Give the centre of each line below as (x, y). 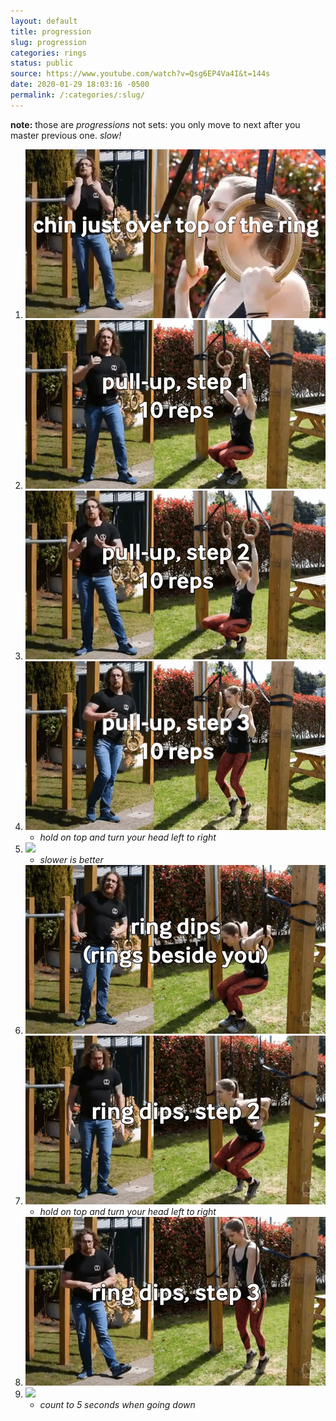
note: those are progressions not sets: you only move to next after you (155, 124)
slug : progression (48, 42)
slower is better (71, 859)
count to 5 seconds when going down (117, 1404)
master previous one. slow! (66, 135)
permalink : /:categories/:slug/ (77, 95)
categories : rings (48, 53)
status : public (42, 63)
